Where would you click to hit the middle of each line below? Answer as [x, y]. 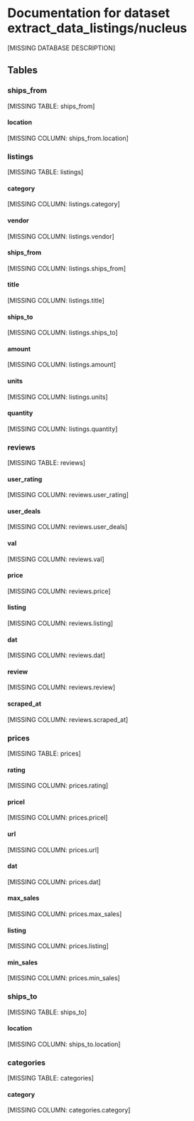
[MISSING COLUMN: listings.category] [64, 204]
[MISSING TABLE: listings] [45, 172]
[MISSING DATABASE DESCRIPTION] [61, 48]
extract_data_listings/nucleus [97, 28]
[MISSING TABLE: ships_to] [47, 1012]
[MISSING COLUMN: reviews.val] [56, 559]
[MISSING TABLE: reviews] [47, 463]
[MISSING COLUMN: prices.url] [53, 850]
